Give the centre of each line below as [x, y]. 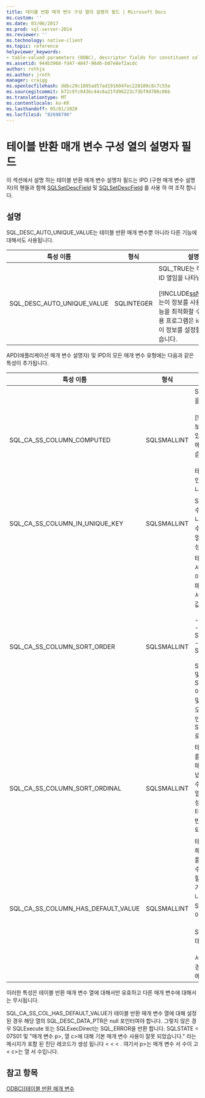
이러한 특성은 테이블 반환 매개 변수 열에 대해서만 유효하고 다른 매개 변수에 [93, 993]
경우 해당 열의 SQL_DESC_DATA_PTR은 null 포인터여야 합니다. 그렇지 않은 [101, 1021]
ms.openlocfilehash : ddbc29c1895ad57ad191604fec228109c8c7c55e [88, 86]
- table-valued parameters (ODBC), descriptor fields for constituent [98, 58]
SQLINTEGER [134, 304]
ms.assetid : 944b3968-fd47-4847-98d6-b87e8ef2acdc [72, 63]
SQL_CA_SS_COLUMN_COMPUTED [60, 440]
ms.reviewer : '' [27, 35]
